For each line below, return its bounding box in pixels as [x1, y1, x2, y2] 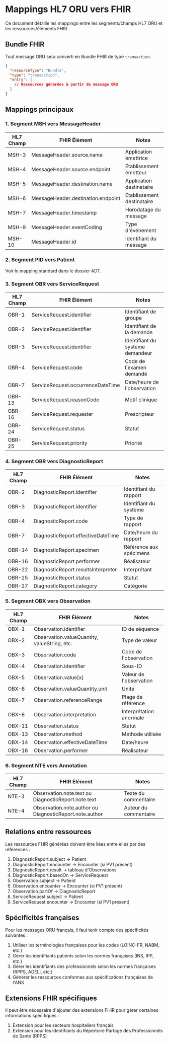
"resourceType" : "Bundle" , [10, 68, 66, 73]
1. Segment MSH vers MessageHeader [5, 120, 101, 127]
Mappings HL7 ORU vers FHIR [5, 4, 131, 15]
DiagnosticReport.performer [33, 558, 100, 565]
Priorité [125, 439, 142, 446]
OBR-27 [8, 582, 29, 589]
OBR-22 [8, 566, 29, 573]
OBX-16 [8, 747, 29, 754]
